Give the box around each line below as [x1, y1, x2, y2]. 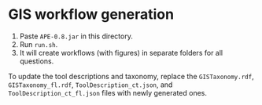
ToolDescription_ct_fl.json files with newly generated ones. [8, 88, 207, 97]
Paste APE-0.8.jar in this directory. [19, 31, 134, 41]
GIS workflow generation [8, 5, 175, 24]
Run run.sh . [19, 39, 58, 49]
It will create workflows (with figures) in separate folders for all [19, 48, 223, 57]
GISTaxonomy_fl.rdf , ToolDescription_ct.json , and [8, 80, 173, 89]
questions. [19, 56, 54, 66]
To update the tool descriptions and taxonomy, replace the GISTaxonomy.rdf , [8, 71, 254, 81]
